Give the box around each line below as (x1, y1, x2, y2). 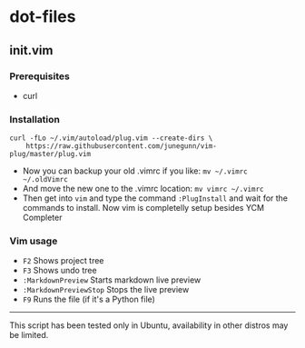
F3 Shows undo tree (22, 265, 97, 276)
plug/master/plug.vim (9, 150, 92, 159)
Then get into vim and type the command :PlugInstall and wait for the (22, 193, 289, 204)
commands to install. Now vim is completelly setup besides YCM (22, 203, 265, 214)
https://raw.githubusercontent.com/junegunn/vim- (25, 142, 218, 151)
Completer (22, 212, 63, 224)
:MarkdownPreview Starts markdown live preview (22, 274, 202, 285)
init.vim (9, 43, 54, 58)
